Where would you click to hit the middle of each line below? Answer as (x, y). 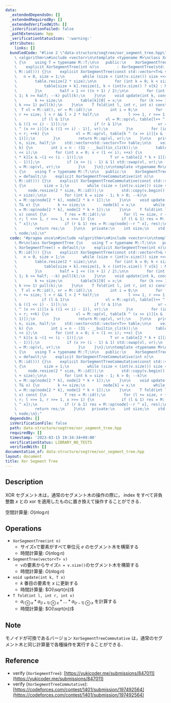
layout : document (24, 457)
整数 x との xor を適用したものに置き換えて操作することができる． (75, 501)
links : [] (25, 48)
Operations (23, 529)
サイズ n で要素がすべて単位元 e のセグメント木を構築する (79, 547)
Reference (22, 661)
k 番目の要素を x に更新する (49, 583)
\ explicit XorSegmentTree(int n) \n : (67, 67)
